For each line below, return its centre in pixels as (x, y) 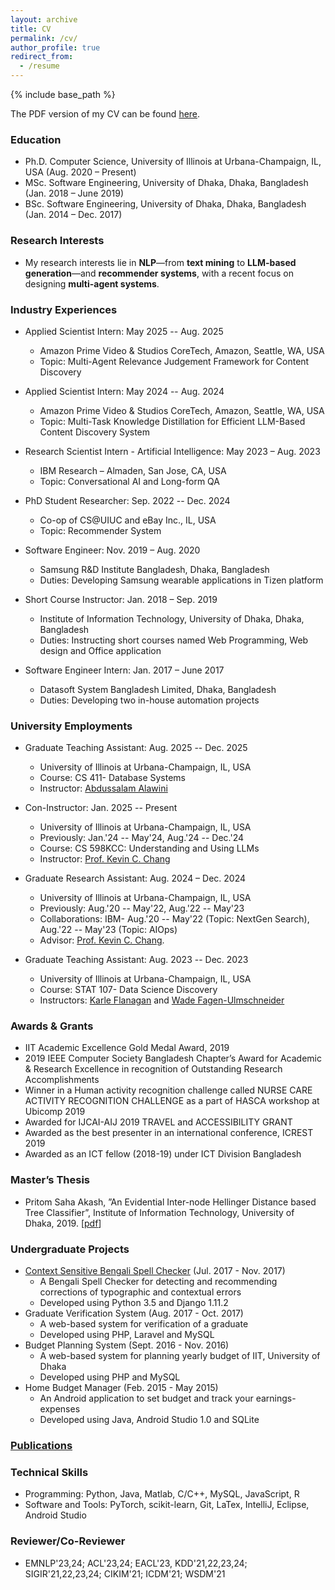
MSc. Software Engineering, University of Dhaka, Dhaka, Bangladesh (166, 183)
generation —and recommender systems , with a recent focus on (159, 273)
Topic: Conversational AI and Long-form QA (130, 481)
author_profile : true (55, 47)
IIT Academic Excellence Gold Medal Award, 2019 (127, 1048)
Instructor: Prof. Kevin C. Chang (105, 859)
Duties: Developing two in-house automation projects (149, 700)
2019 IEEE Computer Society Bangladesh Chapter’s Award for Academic (173, 1058)
